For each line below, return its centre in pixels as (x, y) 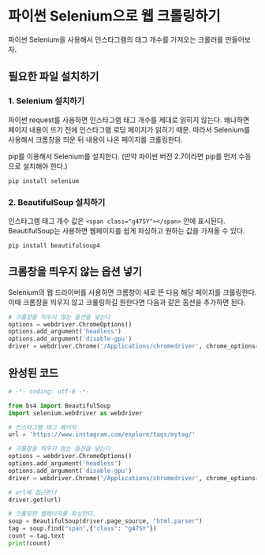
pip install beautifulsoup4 (54, 245)
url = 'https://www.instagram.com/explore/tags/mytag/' (102, 434)
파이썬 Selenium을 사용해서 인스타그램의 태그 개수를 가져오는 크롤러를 (116, 39)
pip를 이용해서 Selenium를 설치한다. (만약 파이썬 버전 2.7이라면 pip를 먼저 (123, 156)
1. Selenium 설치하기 (47, 101)
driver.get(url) (35, 500)
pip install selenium (44, 181)
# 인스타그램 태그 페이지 (43, 427)
